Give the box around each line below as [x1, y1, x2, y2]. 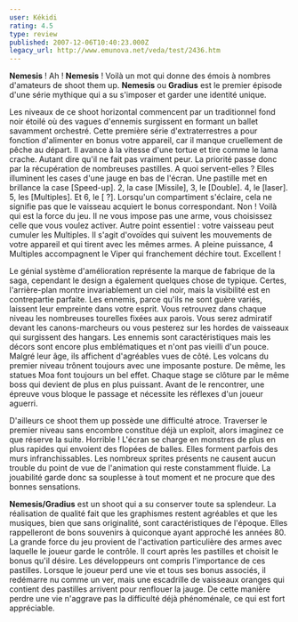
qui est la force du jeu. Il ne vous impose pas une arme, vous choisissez [9, 211, 273, 222]
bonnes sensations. [9, 481, 82, 492]
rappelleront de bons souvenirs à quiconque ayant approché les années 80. [9, 527, 286, 538]
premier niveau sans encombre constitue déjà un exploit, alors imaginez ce [9, 424, 285, 436]
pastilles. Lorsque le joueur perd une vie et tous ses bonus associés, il [9, 565, 267, 576]
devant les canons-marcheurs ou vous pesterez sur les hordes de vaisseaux [9, 322, 289, 334]
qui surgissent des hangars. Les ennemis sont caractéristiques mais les [9, 332, 271, 343]
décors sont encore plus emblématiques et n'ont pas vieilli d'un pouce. [9, 342, 270, 352]
